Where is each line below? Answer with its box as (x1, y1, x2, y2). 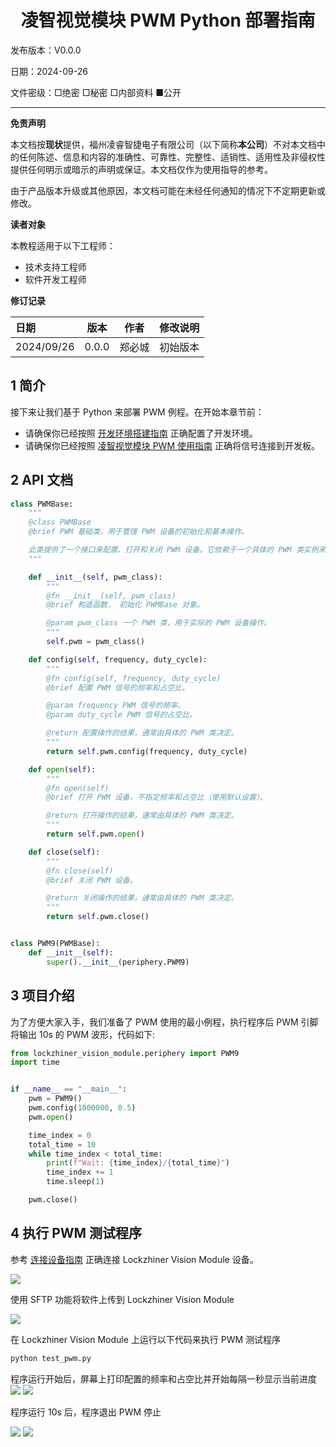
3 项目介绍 (10, 987, 75, 1005)
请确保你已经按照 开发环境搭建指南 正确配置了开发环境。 (24, 427, 258, 439)
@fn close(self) (46, 866, 114, 876)
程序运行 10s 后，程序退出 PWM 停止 (10, 1406, 162, 1418)
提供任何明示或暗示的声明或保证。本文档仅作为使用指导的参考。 (10, 163, 273, 175)
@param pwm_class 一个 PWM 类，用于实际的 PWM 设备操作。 (46, 618, 272, 628)
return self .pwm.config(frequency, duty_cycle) (46, 746, 248, 756)
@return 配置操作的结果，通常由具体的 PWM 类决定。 (46, 728, 239, 738)
